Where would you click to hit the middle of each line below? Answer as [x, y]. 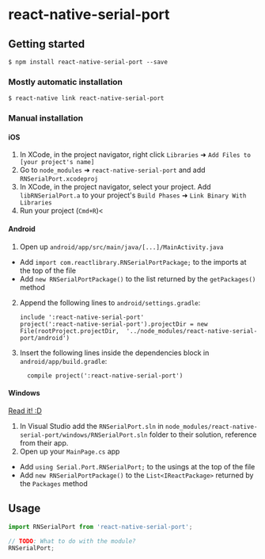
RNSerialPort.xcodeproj [59, 179]
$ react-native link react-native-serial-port [86, 98]
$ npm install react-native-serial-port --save [88, 62]
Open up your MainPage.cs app [70, 451]
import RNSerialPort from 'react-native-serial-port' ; [100, 526]
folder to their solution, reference [203, 435]
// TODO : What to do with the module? [72, 541]
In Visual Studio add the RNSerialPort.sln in [91, 426]
